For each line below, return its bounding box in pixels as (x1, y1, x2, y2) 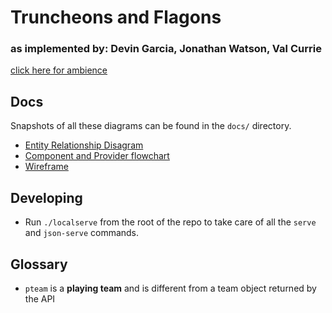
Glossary (10, 256, 68, 273)
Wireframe (24, 161, 69, 173)
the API (24, 292, 56, 305)
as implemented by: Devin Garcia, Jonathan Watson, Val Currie (10, 42, 322, 56)
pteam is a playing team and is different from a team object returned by (24, 282, 317, 294)
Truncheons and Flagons (10, 6, 222, 29)
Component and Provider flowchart (24, 150, 170, 162)
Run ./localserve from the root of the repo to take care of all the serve (24, 216, 317, 228)
